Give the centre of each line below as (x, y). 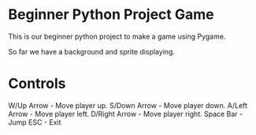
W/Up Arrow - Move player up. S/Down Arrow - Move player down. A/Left (128, 105)
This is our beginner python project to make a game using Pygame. (117, 36)
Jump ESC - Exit (35, 122)
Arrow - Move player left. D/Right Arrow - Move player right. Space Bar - (126, 114)
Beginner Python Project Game (111, 15)
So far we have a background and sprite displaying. (92, 51)
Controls (37, 84)
